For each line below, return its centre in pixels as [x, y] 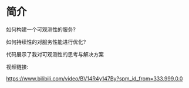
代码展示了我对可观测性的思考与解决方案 [55, 54]
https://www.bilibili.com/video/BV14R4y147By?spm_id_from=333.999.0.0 [95, 78]
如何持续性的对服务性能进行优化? [46, 42]
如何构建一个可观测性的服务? [41, 29]
